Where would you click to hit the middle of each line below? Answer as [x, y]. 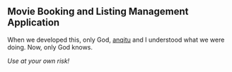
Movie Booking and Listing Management [98, 12]
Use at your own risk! [39, 61]
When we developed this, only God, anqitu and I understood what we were [116, 40]
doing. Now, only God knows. [50, 47]
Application [34, 23]
